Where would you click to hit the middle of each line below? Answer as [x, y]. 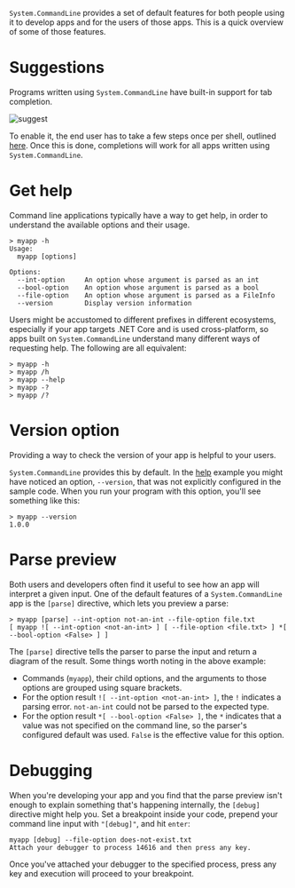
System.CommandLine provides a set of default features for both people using [147, 13]
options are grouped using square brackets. [102, 687]
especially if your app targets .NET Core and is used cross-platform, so [139, 329]
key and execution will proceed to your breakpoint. [102, 873]
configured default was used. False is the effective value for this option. [153, 734]
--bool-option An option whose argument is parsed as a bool [138, 288]
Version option [65, 431]
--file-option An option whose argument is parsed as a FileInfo [146, 295]
